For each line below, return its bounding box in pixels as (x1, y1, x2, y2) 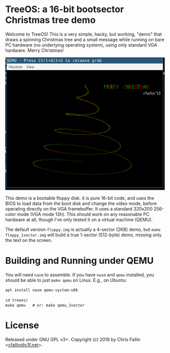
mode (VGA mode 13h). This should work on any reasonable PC (17, 211, 150, 217)
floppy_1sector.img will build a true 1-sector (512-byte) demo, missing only (5, 232, 162, 238)
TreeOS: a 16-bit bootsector (5, 4, 124, 15)
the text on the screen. (5, 237, 53, 243)
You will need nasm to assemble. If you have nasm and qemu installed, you (5, 271, 154, 277)
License (5, 320, 39, 331)
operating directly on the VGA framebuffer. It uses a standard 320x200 (5, 205, 153, 211)
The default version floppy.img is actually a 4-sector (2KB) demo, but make (5, 226, 161, 232)
